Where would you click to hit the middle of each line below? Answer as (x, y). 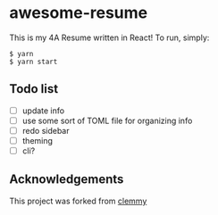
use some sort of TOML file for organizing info (107, 120)
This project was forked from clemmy (78, 201)
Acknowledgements (67, 180)
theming (38, 140)
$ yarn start (34, 62)
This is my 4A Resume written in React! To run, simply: (109, 37)
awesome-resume (79, 13)
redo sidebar (46, 130)
